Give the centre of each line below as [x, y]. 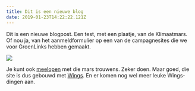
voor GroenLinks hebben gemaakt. [48, 46]
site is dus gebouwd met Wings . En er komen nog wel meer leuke [86, 75]
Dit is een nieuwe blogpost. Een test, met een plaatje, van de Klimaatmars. [97, 34]
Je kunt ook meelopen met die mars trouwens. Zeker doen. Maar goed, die [98, 69]
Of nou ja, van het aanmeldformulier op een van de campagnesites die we [97, 40]
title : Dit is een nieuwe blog [45, 12]
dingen [15, 82]
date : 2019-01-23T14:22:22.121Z [46, 17]
